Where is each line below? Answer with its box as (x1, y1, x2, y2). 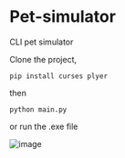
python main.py (9, 104, 68, 114)
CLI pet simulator (9, 36, 74, 47)
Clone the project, (9, 54, 78, 64)
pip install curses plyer (9, 71, 108, 81)
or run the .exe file (9, 121, 78, 132)
